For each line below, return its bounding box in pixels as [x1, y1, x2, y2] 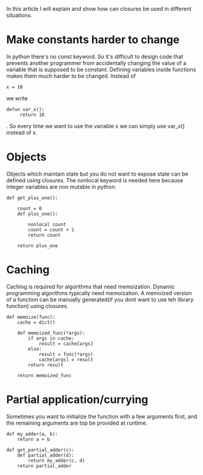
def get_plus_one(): [6, 194, 59, 201]
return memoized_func [17, 372, 72, 378]
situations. [6, 12, 32, 19]
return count [28, 232, 61, 238]
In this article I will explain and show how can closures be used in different [6, 5, 192, 12]
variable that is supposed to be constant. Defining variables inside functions [6, 66, 196, 73]
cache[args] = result [38, 357, 94, 363]
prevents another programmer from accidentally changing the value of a [6, 59, 187, 66]
